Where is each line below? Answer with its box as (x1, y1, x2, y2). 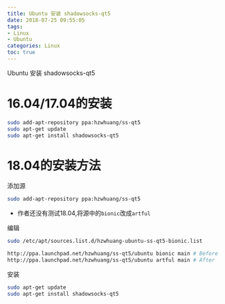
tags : (7, 23, 23, 30)
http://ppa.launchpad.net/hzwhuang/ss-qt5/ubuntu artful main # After (7, 257, 215, 264)
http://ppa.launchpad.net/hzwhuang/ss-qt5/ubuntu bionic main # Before (7, 251, 218, 257)
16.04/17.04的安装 (7, 96, 112, 112)
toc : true (7, 49, 36, 56)
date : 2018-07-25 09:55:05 (7, 17, 85, 24)
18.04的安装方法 (7, 158, 102, 174)
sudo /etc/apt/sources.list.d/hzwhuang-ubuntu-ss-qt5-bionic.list (7, 237, 203, 245)
